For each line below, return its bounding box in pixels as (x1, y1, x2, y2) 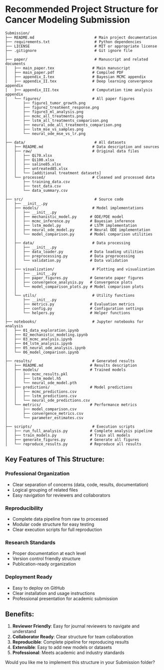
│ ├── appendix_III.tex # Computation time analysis (5, 87, 153, 92)
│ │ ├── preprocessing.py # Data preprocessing (5, 253, 135, 258)
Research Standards (5, 539, 56, 546)
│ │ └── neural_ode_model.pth (5, 380, 77, 385)
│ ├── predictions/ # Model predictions (5, 385, 133, 390)
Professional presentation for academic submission (12, 596, 118, 602)
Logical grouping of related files (12, 487, 78, 493)
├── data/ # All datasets (5, 140, 126, 145)
